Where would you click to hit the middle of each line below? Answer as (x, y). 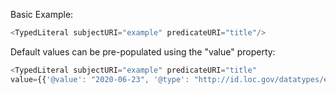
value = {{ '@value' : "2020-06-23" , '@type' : (100, 79)
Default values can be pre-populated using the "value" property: (143, 51)
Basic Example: (42, 14)
